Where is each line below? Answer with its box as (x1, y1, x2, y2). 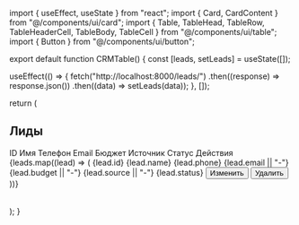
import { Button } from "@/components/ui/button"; (9, 36, 196, 47)
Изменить (209, 168, 244, 177)
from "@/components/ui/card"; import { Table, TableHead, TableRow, (9, 17, 265, 28)
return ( (9, 98, 38, 108)
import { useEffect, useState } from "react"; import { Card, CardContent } (9, 8, 278, 18)
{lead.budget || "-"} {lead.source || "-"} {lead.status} (9, 167, 204, 177)
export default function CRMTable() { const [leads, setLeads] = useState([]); (9, 54, 291, 64)
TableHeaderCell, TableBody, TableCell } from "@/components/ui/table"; (9, 27, 277, 37)
